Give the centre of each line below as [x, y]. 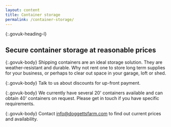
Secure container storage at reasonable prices [81, 50]
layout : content [22, 10]
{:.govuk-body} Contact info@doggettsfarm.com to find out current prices [83, 114]
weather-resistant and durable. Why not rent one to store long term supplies [85, 68]
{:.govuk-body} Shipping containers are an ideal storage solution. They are [84, 62]
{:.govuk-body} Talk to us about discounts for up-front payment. [73, 83]
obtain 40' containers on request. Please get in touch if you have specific [82, 98]
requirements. [20, 104]
